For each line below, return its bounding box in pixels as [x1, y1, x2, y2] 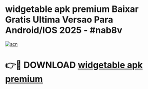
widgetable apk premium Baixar [5, 3, 139, 15]
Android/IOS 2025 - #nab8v [5, 25, 123, 36]
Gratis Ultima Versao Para [5, 14, 113, 25]
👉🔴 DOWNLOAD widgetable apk [5, 60, 143, 71]
